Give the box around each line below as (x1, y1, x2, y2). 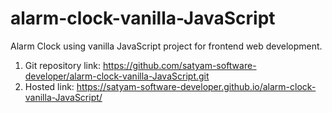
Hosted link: (24, 80, 75, 92)
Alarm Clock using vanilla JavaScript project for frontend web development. (10, 40, 323, 52)
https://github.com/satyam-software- (102, 59, 257, 71)
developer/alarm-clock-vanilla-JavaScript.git (24, 70, 210, 82)
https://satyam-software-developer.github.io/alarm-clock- (76, 80, 317, 92)
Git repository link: (24, 59, 101, 71)
